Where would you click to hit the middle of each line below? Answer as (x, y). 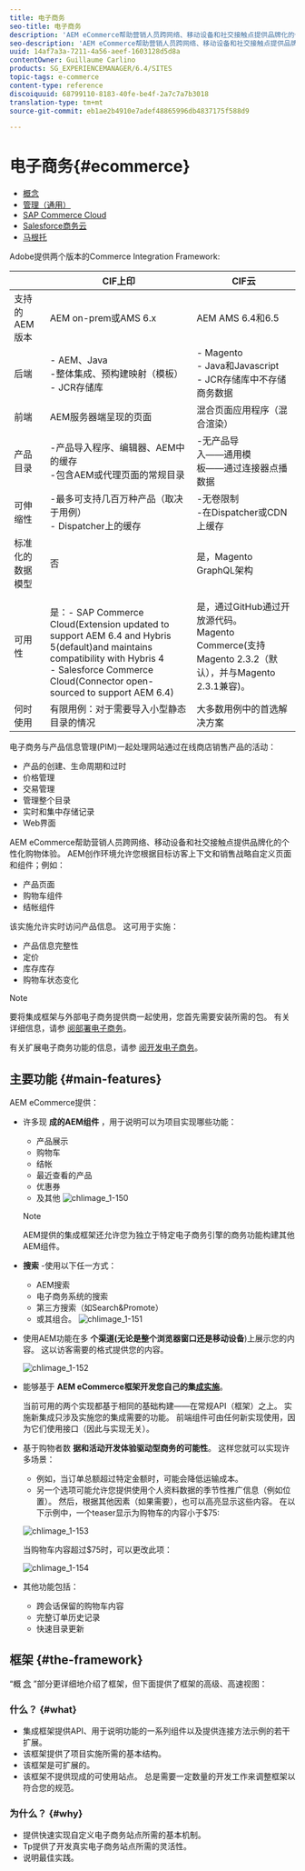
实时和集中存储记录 (59, 812)
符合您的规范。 (50, 1788)
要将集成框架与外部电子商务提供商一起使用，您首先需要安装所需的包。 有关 (150, 1017)
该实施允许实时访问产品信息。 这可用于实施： (94, 926)
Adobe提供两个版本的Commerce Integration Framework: (115, 256)
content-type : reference (56, 85)
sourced (67, 693)
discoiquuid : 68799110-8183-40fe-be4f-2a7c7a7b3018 (109, 94)
